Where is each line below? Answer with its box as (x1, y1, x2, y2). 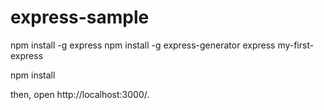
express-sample (10, 6, 150, 29)
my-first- (277, 39, 315, 51)
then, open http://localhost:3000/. (10, 88, 150, 100)
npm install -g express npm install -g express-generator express (10, 39, 276, 51)
